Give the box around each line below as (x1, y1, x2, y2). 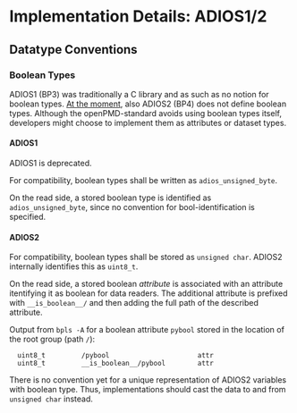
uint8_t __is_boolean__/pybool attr (17, 359, 215, 368)
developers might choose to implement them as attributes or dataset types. (9, 117, 287, 128)
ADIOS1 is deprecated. (9, 158, 92, 169)
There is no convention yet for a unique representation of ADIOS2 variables (9, 375, 287, 385)
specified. (9, 212, 47, 223)
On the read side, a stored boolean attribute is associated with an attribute (9, 279, 284, 290)
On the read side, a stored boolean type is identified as (9, 192, 212, 203)
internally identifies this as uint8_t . (9, 261, 139, 272)
